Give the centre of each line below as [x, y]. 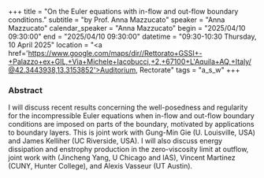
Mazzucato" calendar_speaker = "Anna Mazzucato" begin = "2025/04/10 [127, 28]
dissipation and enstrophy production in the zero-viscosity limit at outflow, [128, 150]
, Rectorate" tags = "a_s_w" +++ [188, 70]
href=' [19, 53]
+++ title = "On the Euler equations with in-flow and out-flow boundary [123, 11]
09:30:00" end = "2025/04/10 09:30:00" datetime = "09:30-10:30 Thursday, [132, 36]
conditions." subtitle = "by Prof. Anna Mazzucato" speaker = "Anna [117, 20]
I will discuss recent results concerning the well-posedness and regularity [128, 108]
